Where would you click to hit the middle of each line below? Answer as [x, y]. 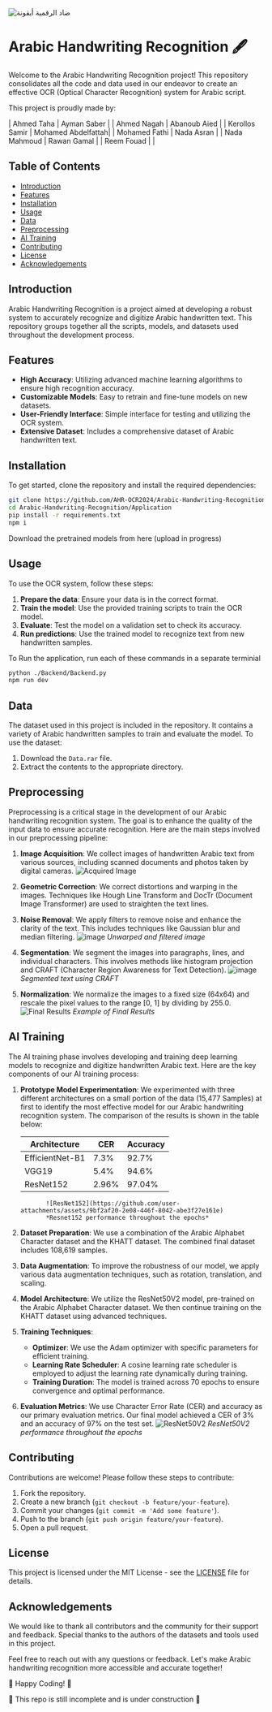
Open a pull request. [54, 1528]
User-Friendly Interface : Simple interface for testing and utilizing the [135, 414]
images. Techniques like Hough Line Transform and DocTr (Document [136, 895]
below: [31, 1124]
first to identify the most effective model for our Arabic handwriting [132, 1107]
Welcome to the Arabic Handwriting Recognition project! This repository [128, 75]
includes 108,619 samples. [64, 1250]
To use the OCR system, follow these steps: [81, 583]
